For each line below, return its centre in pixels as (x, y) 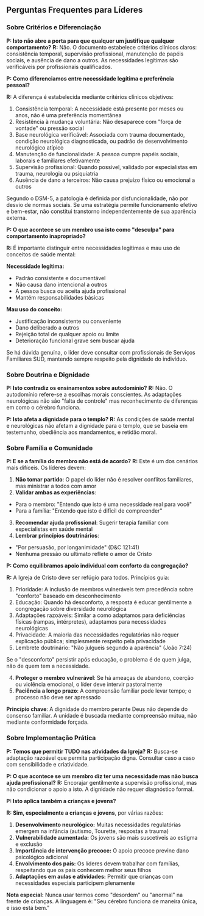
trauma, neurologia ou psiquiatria (57, 173)
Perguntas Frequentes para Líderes (75, 10)
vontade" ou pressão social (49, 128)
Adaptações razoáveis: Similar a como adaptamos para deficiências (100, 615)
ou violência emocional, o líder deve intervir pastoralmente (89, 684)
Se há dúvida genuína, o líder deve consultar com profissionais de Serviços (101, 352)
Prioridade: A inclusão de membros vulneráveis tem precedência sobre (104, 590)
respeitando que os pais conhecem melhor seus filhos (83, 870)
